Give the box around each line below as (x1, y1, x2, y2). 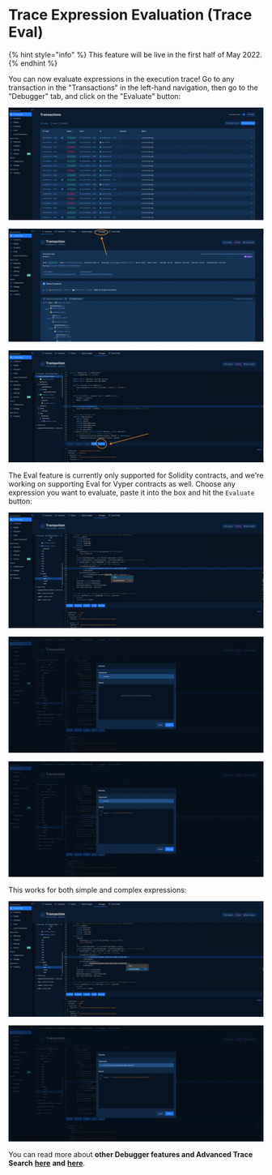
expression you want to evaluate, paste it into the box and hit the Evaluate (8, 487, 255, 497)
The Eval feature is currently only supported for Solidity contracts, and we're (8, 470, 264, 480)
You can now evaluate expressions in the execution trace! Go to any (8, 74, 235, 84)
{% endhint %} (8, 58, 58, 68)
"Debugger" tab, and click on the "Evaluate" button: (8, 91, 181, 101)
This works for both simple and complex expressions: (8, 885, 187, 894)
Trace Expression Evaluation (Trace (8, 6, 253, 24)
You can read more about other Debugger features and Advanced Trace (8, 1149, 253, 1159)
